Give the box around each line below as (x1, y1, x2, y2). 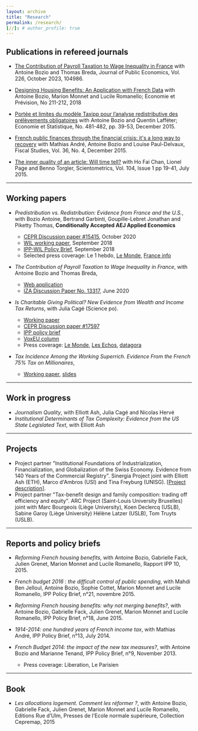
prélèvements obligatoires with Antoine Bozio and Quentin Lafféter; (14, 117, 178, 124)
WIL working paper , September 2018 (23, 239, 113, 246)
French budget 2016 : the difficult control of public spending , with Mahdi (14, 578, 190, 585)
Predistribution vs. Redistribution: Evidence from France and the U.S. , (14, 209, 184, 216)
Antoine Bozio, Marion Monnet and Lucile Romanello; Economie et (14, 93, 176, 100)
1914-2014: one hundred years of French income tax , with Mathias (14, 626, 176, 633)
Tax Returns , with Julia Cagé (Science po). (14, 305, 119, 312)
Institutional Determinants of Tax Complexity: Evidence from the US (14, 415, 180, 422)
